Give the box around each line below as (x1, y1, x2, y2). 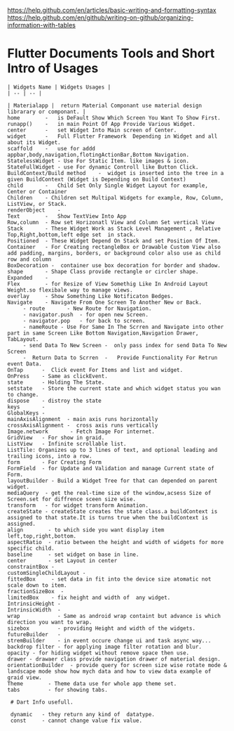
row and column (7, 256, 52, 263)
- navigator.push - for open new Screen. (22, 311, 149, 318)
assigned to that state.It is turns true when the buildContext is (7, 514, 209, 521)
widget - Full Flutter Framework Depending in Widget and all (7, 133, 218, 140)
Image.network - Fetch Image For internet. (7, 428, 156, 435)
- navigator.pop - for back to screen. (22, 317, 146, 324)
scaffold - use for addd (7, 145, 96, 152)
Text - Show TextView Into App (7, 212, 128, 220)
